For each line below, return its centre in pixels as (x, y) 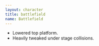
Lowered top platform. (35, 33)
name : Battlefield (24, 19)
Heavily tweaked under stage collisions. (53, 38)
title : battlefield (25, 14)
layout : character (24, 10)
